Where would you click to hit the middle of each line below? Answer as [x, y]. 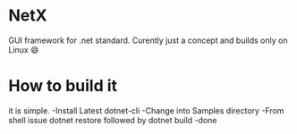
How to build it [63, 86]
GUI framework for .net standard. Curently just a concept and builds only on [148, 40]
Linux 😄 [24, 49]
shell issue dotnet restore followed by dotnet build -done [113, 120]
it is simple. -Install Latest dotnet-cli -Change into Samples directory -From [146, 110]
